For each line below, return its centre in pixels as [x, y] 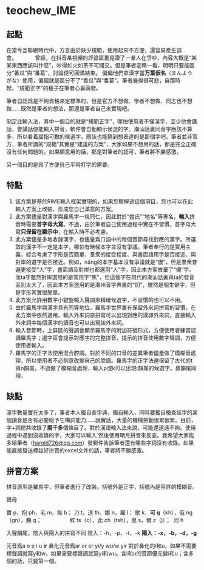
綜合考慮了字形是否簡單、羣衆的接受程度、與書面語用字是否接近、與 [111, 254]
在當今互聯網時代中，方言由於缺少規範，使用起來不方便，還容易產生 [91, 50]
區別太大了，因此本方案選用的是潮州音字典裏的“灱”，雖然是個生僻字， [103, 284]
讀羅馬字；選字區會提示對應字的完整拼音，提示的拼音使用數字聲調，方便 [105, 338]
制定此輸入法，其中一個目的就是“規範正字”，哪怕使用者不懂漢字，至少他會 [99, 121]
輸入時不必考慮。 [90, 232]
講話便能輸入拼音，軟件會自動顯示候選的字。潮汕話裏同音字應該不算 [107, 129]
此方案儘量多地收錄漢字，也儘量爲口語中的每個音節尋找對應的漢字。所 [103, 239]
